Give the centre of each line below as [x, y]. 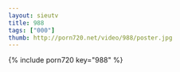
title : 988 [26, 23]
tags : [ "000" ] [32, 30]
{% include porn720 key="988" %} [66, 60]
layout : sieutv [33, 15]
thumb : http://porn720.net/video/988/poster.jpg [90, 38]
